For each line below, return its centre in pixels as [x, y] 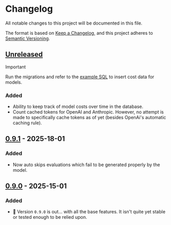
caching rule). [27, 123]
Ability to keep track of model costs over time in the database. [78, 107]
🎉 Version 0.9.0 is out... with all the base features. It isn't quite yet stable [89, 212]
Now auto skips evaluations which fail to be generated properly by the [86, 165]
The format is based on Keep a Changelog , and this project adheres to [79, 33]
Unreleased [24, 54]
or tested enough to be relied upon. [50, 217]
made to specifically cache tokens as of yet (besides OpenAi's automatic [89, 118]
